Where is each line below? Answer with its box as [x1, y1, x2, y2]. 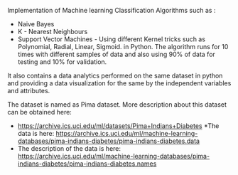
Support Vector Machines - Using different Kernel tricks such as [17, 35, 206, 43]
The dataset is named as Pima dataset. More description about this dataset [7, 100, 227, 109]
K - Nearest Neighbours [17, 28, 88, 36]
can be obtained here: [7, 108, 72, 116]
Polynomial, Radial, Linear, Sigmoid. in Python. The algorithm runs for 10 [17, 43, 229, 51]
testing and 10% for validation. [17, 58, 107, 66]
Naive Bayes [17, 20, 55, 28]
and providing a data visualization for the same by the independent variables [7, 79, 232, 87]
